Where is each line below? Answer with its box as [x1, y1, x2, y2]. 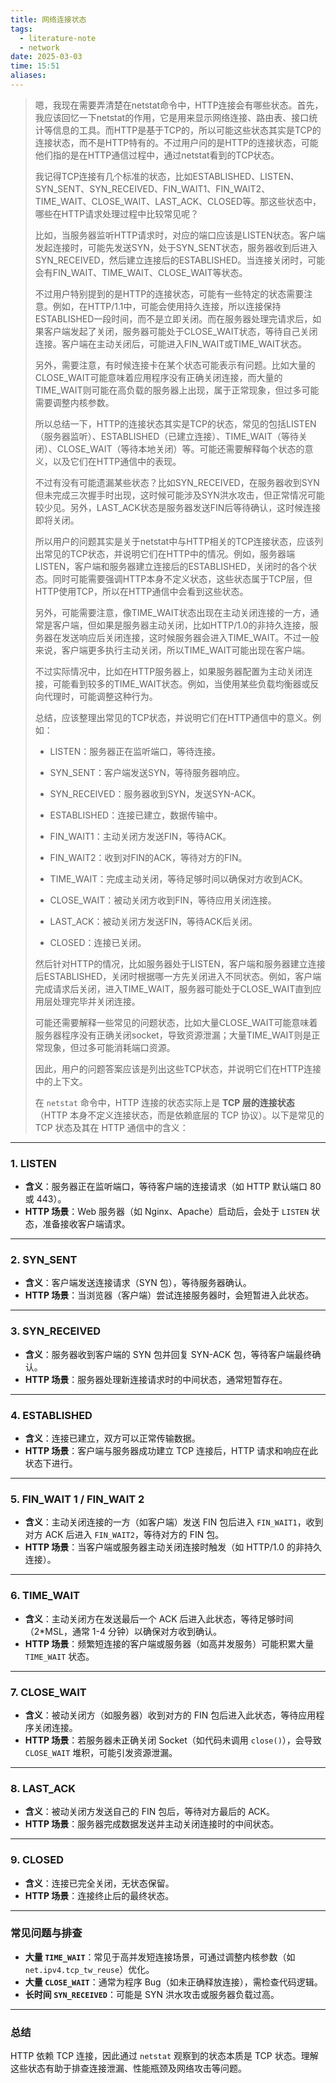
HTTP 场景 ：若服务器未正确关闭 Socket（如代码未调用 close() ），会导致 [24, 1734, 322, 1746]
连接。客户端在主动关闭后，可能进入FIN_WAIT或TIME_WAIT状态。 [34, 337, 307, 350]
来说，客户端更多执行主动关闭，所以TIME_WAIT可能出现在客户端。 [34, 644, 311, 656]
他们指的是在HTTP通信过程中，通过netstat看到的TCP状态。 [34, 149, 280, 161]
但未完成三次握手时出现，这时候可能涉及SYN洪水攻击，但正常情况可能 [34, 489, 325, 501]
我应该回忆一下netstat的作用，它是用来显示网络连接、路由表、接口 [34, 111, 310, 123]
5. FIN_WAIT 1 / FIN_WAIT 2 [10, 1492, 145, 1506]
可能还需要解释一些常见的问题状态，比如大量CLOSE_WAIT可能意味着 [34, 1016, 318, 1028]
